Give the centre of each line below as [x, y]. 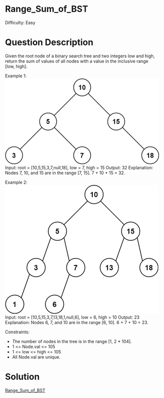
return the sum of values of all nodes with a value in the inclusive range [77, 61]
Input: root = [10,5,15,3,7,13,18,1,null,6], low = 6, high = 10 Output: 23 [72, 317]
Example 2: [16, 182]
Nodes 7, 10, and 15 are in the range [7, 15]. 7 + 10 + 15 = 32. [65, 173]
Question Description [49, 42]
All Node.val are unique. [36, 357]
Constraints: [17, 332]
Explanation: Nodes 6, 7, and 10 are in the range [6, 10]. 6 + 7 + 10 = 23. [77, 322]
